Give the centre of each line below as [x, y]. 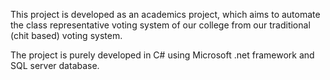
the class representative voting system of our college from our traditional [160, 25]
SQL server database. [55, 65]
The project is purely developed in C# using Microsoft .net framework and [162, 55]
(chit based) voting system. [66, 35]
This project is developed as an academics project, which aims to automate [165, 14]
